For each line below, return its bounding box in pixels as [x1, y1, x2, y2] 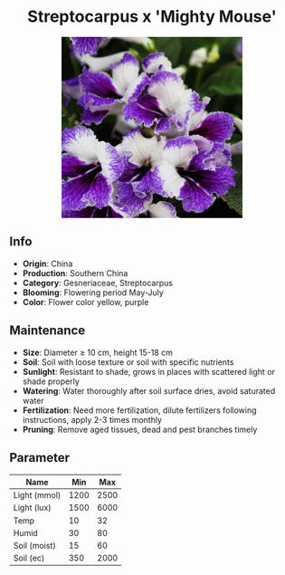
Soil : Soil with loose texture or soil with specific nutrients [22, 356, 234, 368]
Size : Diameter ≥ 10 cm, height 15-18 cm [22, 347, 174, 358]
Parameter [9, 450, 71, 465]
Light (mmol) [13, 490, 62, 501]
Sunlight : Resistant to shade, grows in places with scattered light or [22, 366, 276, 377]
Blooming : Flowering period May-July [22, 287, 165, 298]
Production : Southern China [22, 267, 128, 278]
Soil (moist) [13, 541, 56, 551]
